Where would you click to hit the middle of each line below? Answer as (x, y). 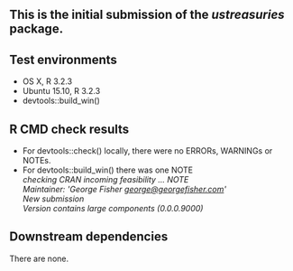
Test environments (63, 59)
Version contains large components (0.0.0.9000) (113, 209)
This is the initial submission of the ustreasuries (147, 15)
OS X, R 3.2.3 (47, 81)
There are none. (39, 258)
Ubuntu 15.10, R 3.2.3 (61, 91)
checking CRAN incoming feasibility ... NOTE (105, 180)
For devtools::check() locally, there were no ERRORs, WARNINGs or (147, 151)
